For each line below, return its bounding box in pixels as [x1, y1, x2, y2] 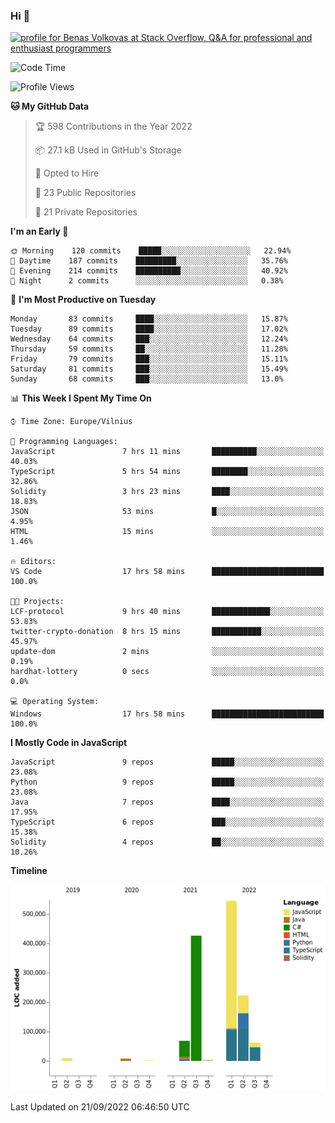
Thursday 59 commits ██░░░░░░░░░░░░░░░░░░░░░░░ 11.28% [10, 344, 288, 354]
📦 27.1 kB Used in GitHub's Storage [34, 144, 182, 156]
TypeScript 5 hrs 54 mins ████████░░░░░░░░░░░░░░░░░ [10, 467, 325, 477]
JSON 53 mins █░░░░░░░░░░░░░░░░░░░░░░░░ [10, 507, 325, 517]
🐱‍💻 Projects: [10, 597, 65, 607]
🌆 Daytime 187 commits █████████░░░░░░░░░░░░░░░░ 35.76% [10, 256, 288, 266]
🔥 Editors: [10, 557, 57, 567]
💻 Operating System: [10, 697, 100, 707]
